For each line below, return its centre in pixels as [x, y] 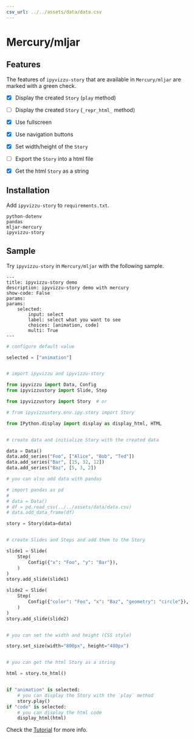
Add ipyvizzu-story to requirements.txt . [58, 205]
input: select [46, 314]
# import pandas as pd [35, 490]
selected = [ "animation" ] [39, 358]
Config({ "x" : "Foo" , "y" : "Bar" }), [73, 562]
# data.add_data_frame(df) [40, 513]
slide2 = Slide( [27, 590]
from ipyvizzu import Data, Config [51, 385]
